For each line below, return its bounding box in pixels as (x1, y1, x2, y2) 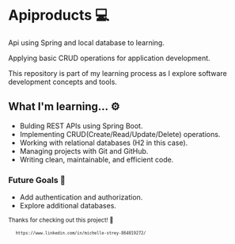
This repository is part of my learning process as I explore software (8, 68, 227, 78)
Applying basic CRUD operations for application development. (8, 53, 211, 63)
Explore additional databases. (19, 201, 117, 211)
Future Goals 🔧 (8, 174, 66, 185)
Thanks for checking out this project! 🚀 (8, 216, 114, 224)
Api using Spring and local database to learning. (8, 37, 165, 48)
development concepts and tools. (8, 77, 117, 86)
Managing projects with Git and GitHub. (19, 146, 149, 155)
